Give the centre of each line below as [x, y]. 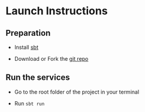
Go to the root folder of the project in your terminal [77, 92]
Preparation [28, 33]
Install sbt [26, 47]
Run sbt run [29, 103]
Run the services [38, 78]
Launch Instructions [57, 11]
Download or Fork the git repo [51, 59]
